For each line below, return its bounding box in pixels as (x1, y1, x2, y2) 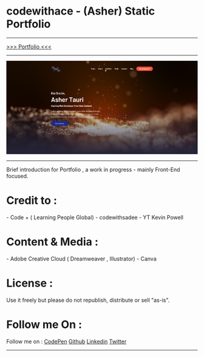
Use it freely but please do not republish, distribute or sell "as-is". (6, 296, 170, 304)
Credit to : (6, 193, 58, 207)
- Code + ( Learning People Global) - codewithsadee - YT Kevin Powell (6, 214, 184, 221)
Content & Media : (6, 235, 98, 248)
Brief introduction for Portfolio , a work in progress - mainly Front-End (6, 166, 180, 173)
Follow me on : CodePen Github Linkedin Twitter (6, 338, 127, 345)
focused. (6, 172, 29, 180)
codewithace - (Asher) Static (6, 4, 155, 18)
